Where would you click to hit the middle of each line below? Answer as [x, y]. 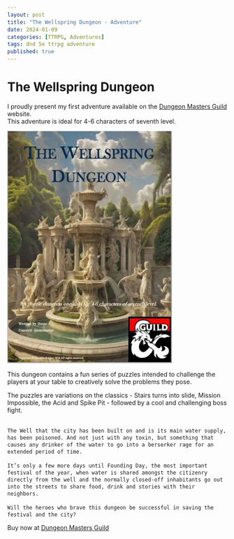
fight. [15, 410]
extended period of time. [45, 452]
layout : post [26, 15]
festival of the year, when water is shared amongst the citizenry [108, 473]
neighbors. [23, 494]
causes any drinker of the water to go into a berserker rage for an [111, 445]
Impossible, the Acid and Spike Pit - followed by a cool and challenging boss [117, 403]
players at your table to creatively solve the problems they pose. [100, 382]
